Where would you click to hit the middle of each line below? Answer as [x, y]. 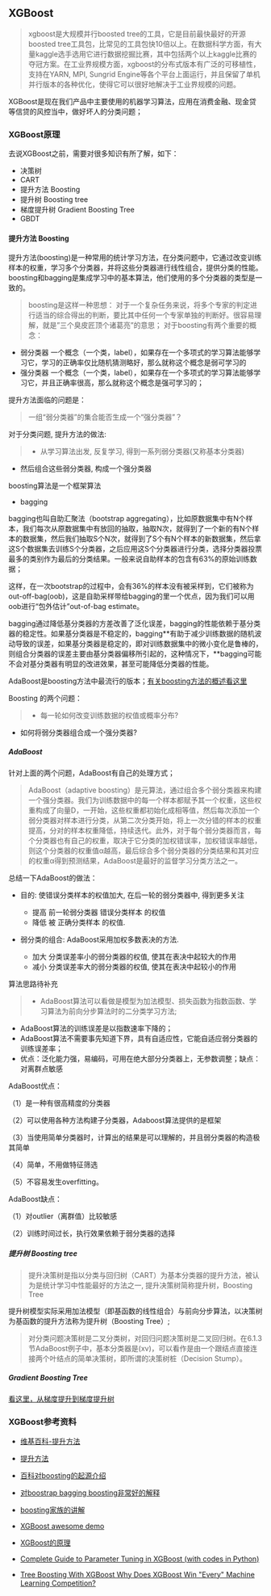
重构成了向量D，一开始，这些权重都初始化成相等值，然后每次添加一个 [144, 810]
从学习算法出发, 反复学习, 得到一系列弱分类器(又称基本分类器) [142, 451]
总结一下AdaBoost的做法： [53, 878]
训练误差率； [41, 1048]
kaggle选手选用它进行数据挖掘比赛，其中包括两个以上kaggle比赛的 [146, 54]
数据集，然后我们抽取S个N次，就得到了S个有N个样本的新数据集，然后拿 [142, 539]
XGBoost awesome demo [62, 1526]
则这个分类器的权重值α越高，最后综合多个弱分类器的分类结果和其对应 [144, 850]
